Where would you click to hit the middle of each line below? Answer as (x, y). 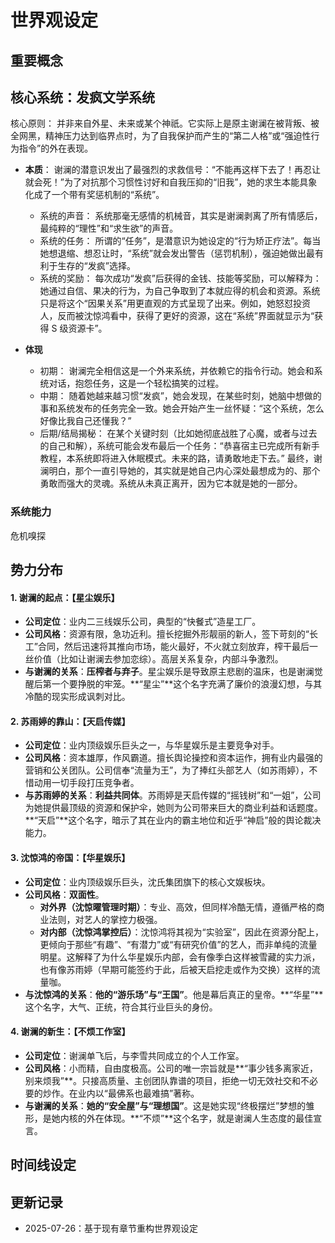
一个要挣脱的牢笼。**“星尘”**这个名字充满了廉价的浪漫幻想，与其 (187, 684)
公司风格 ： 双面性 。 (64, 894)
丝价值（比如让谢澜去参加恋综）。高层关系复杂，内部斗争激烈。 (154, 659)
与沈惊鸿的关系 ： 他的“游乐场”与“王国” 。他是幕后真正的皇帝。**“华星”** (174, 994)
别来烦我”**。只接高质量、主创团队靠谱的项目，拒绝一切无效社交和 (162, 1080)
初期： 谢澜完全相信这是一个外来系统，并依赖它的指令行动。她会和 (177, 371)
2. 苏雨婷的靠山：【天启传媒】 (70, 721)
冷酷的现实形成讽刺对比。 (77, 697)
